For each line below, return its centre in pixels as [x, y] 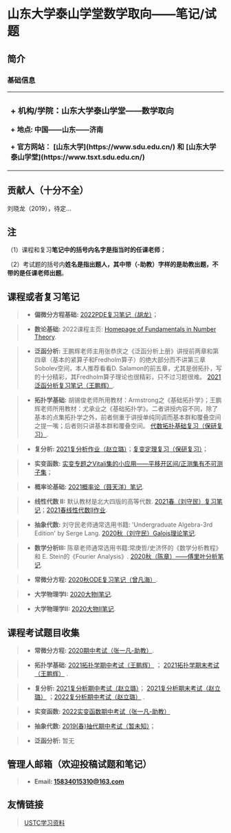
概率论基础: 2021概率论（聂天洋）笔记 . [89, 487]
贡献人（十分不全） [48, 191]
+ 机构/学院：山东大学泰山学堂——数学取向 [92, 111]
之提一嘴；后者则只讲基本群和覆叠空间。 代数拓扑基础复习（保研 [125, 426]
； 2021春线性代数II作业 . [74, 510]
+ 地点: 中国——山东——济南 [57, 129]
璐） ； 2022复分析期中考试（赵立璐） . [89, 697]
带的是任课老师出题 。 [37, 273]
